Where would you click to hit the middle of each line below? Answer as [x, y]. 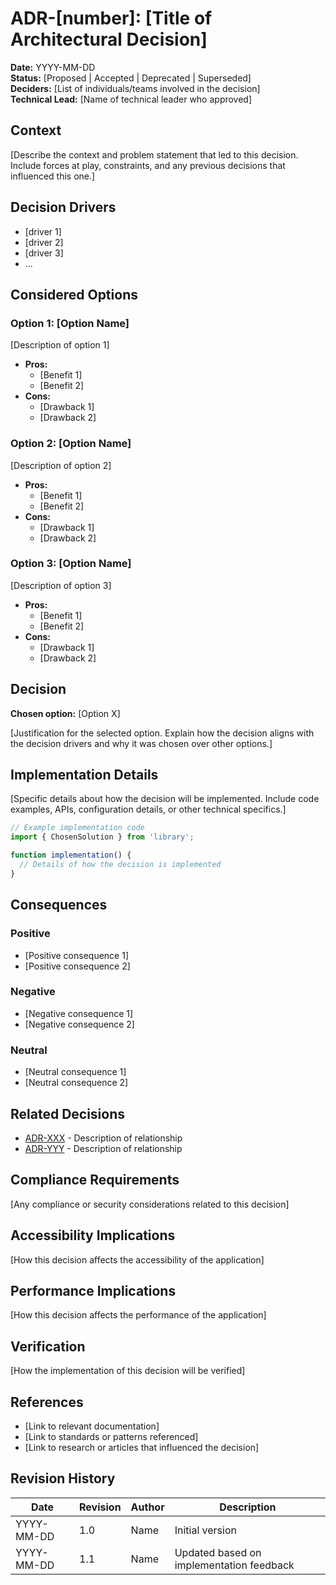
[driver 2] [44, 242]
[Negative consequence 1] [79, 1013]
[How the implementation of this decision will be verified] [128, 1371]
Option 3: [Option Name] [71, 564]
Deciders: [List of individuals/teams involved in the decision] [135, 88]
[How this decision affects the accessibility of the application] [137, 1259]
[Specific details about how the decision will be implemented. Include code [165, 799]
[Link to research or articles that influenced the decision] [142, 1447]
